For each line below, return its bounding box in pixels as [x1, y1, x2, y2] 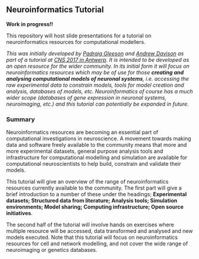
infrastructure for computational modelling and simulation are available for [6, 154, 188, 161]
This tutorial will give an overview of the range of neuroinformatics [6, 178, 169, 185]
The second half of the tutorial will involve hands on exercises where [6, 221, 174, 228]
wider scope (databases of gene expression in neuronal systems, [6, 94, 167, 101]
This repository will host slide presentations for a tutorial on [6, 32, 151, 39]
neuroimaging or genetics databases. [6, 247, 97, 254]
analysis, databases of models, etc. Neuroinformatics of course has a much [6, 87, 193, 94]
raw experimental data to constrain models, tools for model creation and [6, 81, 184, 89]
